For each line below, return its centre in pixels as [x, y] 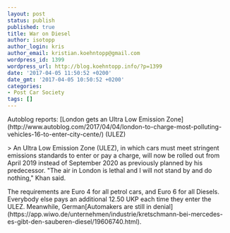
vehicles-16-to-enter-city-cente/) [56, 134]
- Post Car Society [36, 92]
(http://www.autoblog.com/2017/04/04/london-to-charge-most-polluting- [115, 127]
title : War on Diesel [39, 34]
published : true [31, 27]
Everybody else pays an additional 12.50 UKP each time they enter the [109, 199]
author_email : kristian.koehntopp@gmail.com [74, 54]
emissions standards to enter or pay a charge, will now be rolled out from [114, 155]
